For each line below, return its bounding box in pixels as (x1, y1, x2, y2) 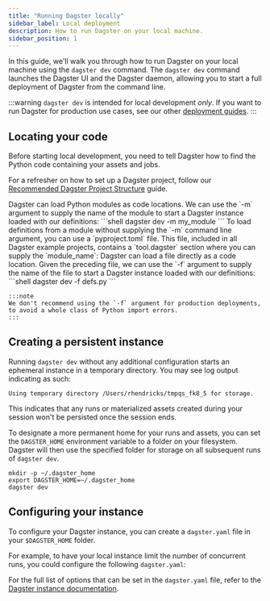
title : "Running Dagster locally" (8, 11, 125, 20)
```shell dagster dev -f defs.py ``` (8, 277, 116, 286)
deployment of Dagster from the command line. (8, 82, 166, 92)
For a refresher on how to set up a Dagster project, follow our (8, 175, 212, 186)
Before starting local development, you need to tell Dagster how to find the (8, 151, 256, 161)
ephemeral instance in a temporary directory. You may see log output (8, 365, 239, 375)
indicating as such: (8, 374, 71, 383)
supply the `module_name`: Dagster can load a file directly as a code (8, 251, 236, 261)
